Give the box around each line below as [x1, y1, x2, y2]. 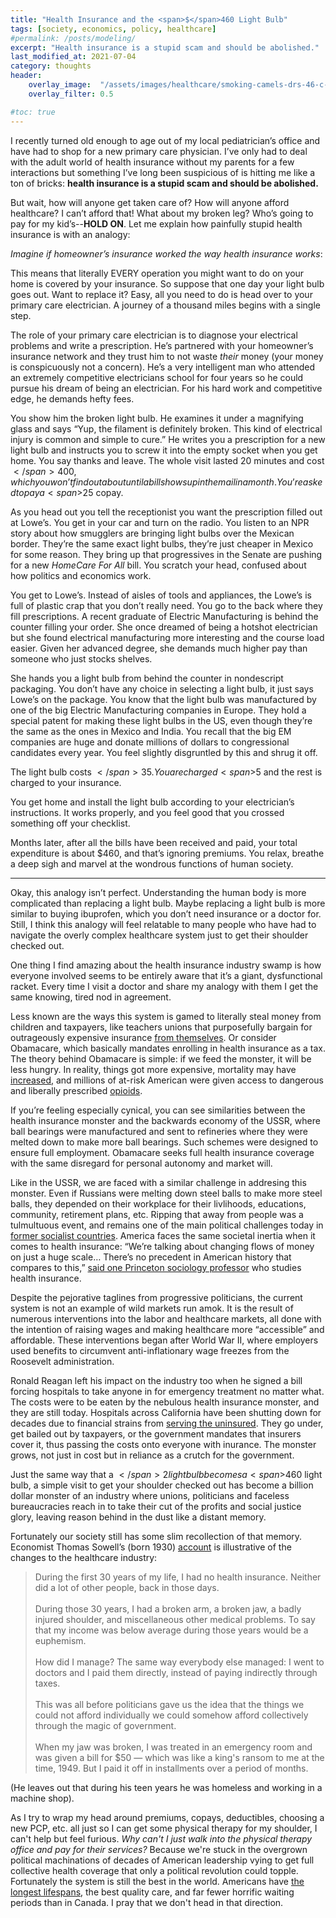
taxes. [34, 1677, 61, 1689]
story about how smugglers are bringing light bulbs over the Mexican [10, 527, 295, 539]
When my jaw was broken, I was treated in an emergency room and [34, 1741, 313, 1753]
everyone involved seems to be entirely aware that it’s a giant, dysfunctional [10, 969, 323, 981]
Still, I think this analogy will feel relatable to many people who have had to [10, 918, 317, 930]
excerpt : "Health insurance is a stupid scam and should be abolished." [10, 42, 320, 53]
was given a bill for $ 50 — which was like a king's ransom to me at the [34, 1751, 325, 1763]
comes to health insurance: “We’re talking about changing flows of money [10, 1240, 315, 1252]
